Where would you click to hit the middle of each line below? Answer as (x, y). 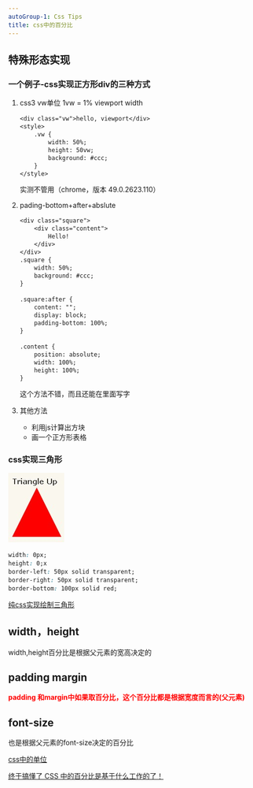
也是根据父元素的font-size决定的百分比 (71, 743)
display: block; (60, 315)
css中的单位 (27, 760)
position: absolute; (68, 355)
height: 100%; (57, 370)
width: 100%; (55, 362)
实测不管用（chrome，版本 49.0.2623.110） (90, 190)
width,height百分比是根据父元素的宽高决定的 (80, 652)
